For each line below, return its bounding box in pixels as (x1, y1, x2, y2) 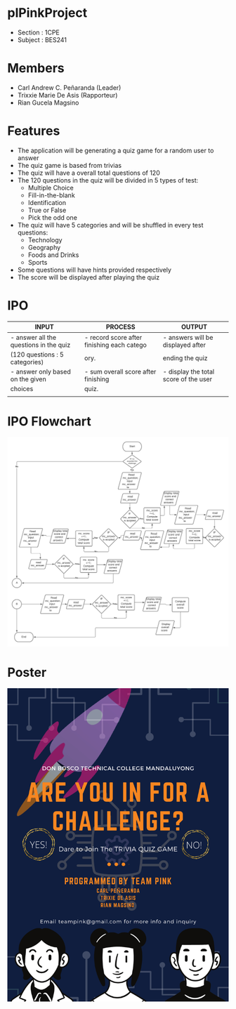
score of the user (162, 375, 213, 383)
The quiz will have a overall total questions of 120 (17, 169, 160, 177)
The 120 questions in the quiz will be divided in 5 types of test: (17, 176, 199, 184)
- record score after (84, 333, 143, 341)
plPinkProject (7, 5, 88, 21)
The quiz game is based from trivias (17, 161, 122, 169)
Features (7, 123, 60, 139)
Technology (27, 235, 63, 244)
